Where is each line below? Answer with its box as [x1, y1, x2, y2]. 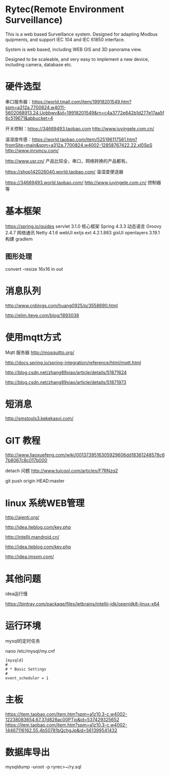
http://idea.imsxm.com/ [5, 554, 54, 560]
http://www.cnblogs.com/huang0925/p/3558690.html [5, 302, 118, 308]
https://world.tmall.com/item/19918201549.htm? [32, 98, 132, 104]
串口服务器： [5, 98, 32, 104]
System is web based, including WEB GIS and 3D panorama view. [5, 46, 142, 52]
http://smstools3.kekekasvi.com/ [5, 415, 74, 421]
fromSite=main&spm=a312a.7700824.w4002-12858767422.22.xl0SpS [5, 142, 153, 148]
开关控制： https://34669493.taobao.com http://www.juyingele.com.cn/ [5, 125, 154, 131]
